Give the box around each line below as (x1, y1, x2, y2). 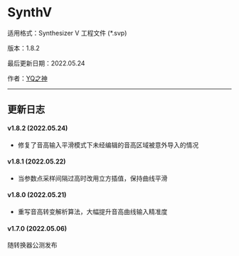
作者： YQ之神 (7, 74, 48, 82)
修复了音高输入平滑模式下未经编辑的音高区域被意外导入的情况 (17, 140, 199, 149)
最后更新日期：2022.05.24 (7, 58, 85, 68)
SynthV (7, 4, 52, 21)
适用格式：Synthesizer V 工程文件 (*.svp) (7, 28, 127, 37)
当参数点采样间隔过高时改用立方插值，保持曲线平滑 (17, 174, 168, 182)
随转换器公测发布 (7, 241, 58, 250)
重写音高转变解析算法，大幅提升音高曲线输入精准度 (17, 207, 168, 215)
